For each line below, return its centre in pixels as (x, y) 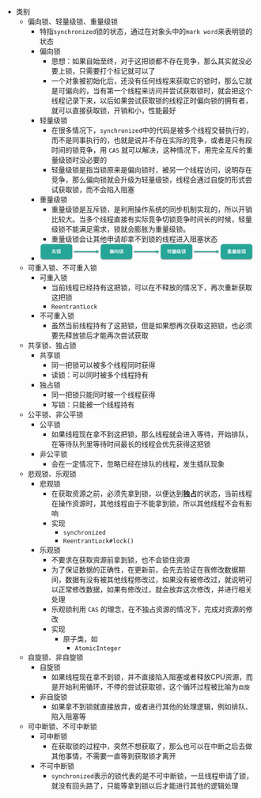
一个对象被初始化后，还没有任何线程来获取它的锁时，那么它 (148, 81)
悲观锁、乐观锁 (52, 474)
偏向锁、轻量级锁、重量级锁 (73, 21)
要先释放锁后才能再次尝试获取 (100, 335)
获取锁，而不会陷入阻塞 (96, 189)
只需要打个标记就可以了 (117, 71)
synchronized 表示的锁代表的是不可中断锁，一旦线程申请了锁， (152, 776)
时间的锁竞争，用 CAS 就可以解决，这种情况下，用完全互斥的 (149, 150)
